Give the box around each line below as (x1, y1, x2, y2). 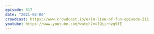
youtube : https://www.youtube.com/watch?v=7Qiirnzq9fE (5, 21, 122, 26)
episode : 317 (5, 7, 33, 12)
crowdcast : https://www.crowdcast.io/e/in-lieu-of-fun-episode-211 (5, 16, 149, 21)
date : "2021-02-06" (5, 12, 46, 17)
